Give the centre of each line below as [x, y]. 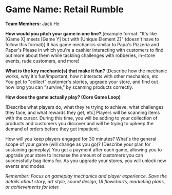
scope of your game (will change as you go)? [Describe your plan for [78, 144]
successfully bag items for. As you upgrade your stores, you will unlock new [86, 161]
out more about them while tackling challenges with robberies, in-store [80, 55]
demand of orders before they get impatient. [52, 129]
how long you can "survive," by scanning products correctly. [69, 87]
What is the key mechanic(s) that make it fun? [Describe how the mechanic [86, 71]
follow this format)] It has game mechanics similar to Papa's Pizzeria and [82, 44]
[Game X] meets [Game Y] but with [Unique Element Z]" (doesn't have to [82, 39]
